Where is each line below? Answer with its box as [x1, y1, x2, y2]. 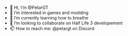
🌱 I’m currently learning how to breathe [9, 15, 89, 20]
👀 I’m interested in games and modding [9, 10, 89, 16]
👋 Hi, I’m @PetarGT [9, 5, 49, 10]
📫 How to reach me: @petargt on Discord [9, 26, 94, 31]
